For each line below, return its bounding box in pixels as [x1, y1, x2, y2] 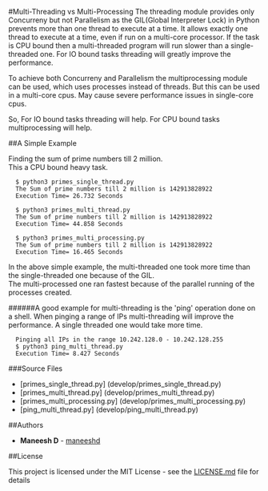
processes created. [8, 288, 72, 297]
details [8, 476, 30, 485]
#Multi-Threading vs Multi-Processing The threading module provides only [8, 7, 254, 16]
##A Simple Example [8, 139, 78, 147]
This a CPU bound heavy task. [8, 163, 108, 171]
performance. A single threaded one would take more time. [8, 320, 203, 329]
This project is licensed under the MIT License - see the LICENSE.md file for [8, 467, 259, 476]
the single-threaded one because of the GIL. [8, 271, 154, 280]
